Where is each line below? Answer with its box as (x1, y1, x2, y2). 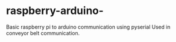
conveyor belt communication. (6, 29, 80, 36)
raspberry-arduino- (6, 4, 104, 17)
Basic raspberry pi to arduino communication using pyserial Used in (6, 23, 171, 30)
